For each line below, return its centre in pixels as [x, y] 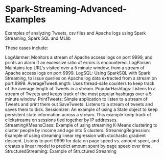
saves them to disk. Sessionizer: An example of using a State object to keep [82, 109]
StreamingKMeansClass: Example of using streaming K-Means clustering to [81, 125]
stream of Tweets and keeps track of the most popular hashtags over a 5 [78, 94]
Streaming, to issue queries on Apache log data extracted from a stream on [81, 78]
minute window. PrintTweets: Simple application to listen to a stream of [76, 99]
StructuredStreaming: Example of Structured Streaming [61, 151]
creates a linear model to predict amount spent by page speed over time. [79, 146]
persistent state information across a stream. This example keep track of [78, 114]
